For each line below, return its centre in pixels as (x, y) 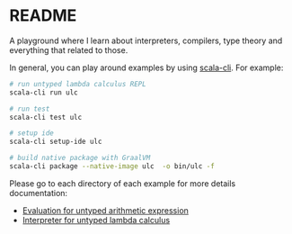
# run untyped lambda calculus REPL (78, 84)
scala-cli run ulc (44, 92)
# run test (30, 109)
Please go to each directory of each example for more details (123, 183)
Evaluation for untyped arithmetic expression (105, 210)
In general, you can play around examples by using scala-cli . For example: (146, 67)
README (43, 16)
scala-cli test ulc (46, 117)
